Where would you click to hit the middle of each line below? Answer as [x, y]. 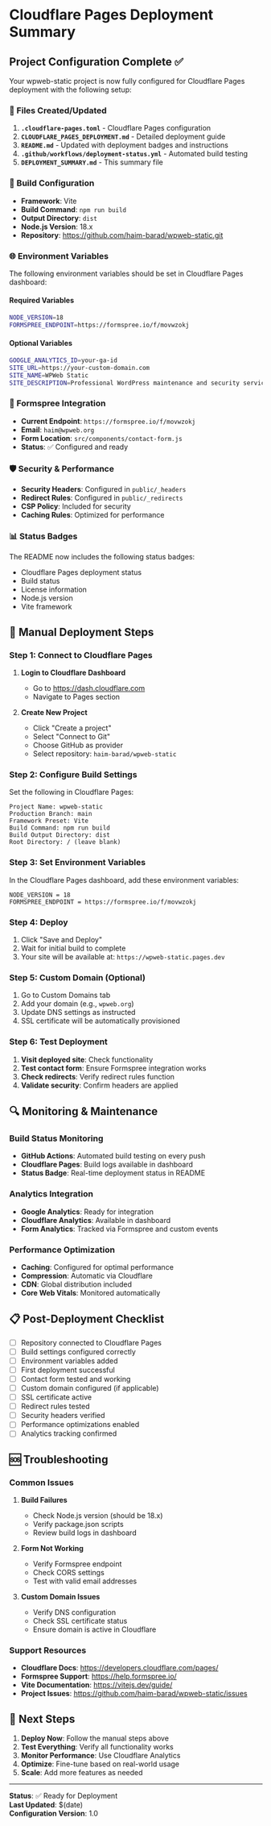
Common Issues [42, 1483]
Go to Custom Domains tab [66, 995]
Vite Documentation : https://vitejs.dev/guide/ [96, 1685]
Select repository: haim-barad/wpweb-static [105, 754]
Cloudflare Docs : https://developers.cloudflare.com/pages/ [120, 1668]
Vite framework [46, 607]
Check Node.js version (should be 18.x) [98, 1516]
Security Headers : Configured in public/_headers [103, 489]
